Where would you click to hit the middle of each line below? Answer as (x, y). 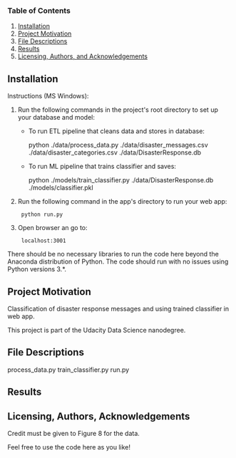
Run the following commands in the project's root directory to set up (118, 110)
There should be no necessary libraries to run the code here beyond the (113, 254)
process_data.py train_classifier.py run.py (68, 370)
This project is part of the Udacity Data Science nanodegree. (97, 330)
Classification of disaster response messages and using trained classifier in (118, 308)
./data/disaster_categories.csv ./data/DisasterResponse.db (115, 152)
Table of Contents (39, 11)
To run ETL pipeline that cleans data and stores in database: (117, 131)
